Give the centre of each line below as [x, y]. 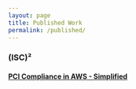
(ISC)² [20, 57]
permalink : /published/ [47, 30]
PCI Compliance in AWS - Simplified [68, 76]
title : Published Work [45, 23]
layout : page [29, 15]
